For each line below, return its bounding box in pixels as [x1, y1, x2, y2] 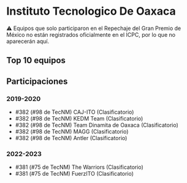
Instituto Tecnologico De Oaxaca [6, 4, 176, 18]
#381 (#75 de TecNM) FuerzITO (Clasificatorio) [15, 170, 134, 177]
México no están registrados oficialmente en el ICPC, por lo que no [6, 31, 176, 38]
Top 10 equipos [6, 55, 66, 65]
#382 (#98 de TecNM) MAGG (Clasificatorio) [15, 128, 129, 135]
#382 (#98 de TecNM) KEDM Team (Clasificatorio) [15, 115, 143, 122]
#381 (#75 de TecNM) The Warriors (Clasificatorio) [15, 163, 144, 171]
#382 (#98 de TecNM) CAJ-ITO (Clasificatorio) [15, 108, 134, 116]
